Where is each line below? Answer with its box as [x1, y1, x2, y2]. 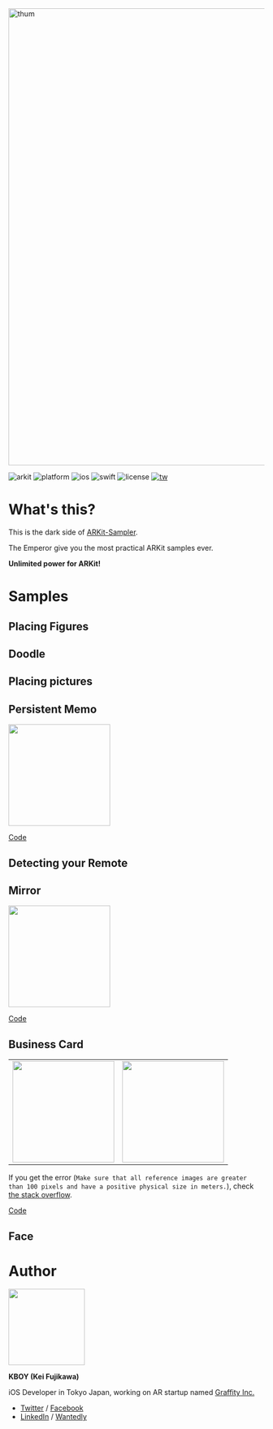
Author [8, 1262, 57, 1280]
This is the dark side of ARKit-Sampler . [8, 527, 138, 537]
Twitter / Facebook [19, 1403, 84, 1413]
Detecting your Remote [8, 856, 128, 870]
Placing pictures [8, 674, 93, 689]
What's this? [8, 500, 96, 519]
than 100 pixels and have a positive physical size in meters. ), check [8, 1181, 254, 1191]
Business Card [8, 1037, 84, 1051]
